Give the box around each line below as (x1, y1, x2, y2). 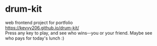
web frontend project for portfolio (5, 20, 73, 25)
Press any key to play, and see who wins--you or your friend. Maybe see (5, 30, 153, 36)
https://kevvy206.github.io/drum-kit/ (5, 24, 80, 30)
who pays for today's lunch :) (5, 35, 64, 41)
